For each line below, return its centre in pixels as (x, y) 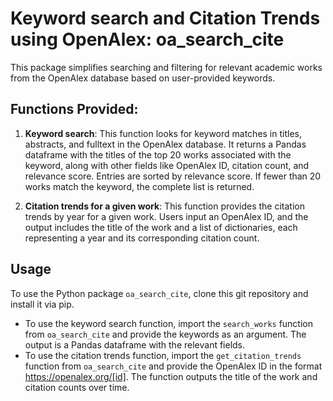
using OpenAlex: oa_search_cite (147, 39)
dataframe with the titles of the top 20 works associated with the (158, 154)
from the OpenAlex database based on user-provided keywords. (143, 78)
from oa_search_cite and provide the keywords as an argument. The (165, 334)
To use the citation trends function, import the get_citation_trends (163, 355)
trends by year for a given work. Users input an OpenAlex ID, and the (166, 216)
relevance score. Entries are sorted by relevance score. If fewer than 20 (173, 176)
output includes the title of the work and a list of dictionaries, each (161, 227)
